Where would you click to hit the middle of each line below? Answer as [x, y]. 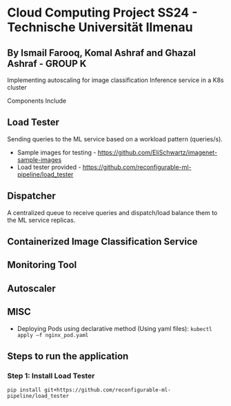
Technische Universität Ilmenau [100, 27]
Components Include [37, 101]
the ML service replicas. [41, 220]
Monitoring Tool [42, 265]
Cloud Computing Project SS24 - [102, 13]
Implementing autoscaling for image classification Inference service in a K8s [115, 80]
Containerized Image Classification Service [102, 242]
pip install [24, 390]
